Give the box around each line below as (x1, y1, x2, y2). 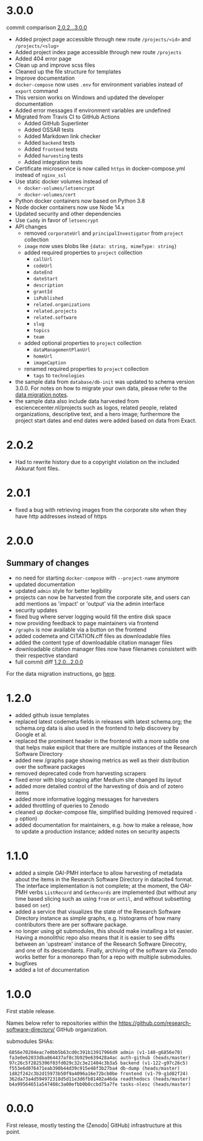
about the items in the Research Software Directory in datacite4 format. (15, 875, 194, 883)
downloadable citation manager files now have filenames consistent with (15, 645, 197, 653)
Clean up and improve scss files (15, 61, 95, 69)
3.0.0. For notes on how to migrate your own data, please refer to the (15, 384, 187, 392)
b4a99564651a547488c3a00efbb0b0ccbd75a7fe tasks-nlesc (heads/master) (8, 1081, 191, 1087)
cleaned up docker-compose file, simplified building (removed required (15, 808, 193, 816)
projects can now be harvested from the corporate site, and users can (15, 594, 190, 601)
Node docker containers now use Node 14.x (15, 203, 125, 210)
